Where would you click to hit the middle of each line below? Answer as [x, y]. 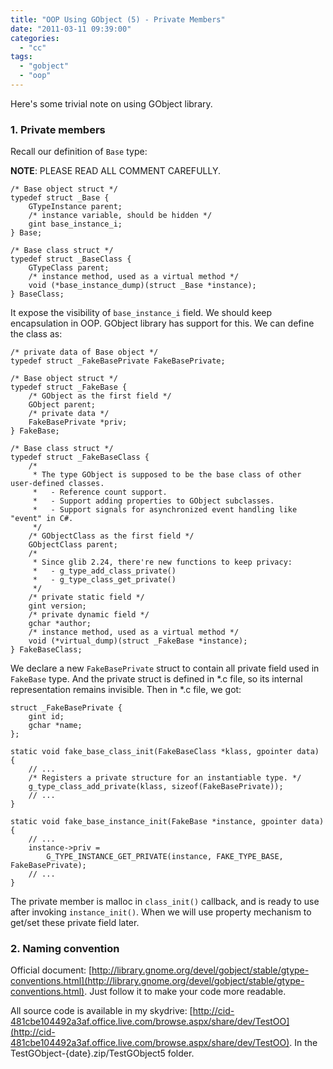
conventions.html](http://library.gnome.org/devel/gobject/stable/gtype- [157, 981]
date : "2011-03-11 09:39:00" [71, 29]
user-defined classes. [57, 484]
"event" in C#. [42, 519]
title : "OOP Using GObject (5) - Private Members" [118, 19]
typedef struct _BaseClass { [71, 259]
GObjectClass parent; [73, 545]
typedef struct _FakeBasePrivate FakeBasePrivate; [118, 361]
